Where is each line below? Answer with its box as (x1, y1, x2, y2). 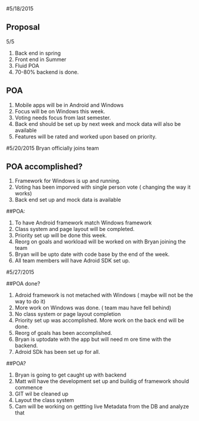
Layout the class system (14, 397, 74, 404)
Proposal (6, 22, 40, 32)
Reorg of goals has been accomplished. (14, 330, 112, 337)
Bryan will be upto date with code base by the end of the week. (14, 251, 170, 258)
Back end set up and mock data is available (14, 196, 121, 204)
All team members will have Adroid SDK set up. (14, 257, 131, 264)
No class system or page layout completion (14, 311, 121, 318)
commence (14, 384, 43, 391)
